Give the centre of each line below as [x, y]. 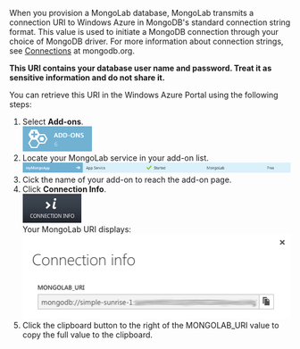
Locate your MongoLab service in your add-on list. [116, 158]
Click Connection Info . [64, 189]
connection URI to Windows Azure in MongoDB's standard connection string [150, 22]
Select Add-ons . [53, 121]
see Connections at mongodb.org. [72, 51]
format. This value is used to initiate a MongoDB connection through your [144, 32]
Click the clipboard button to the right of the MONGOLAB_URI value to [150, 325]
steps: [21, 104]
